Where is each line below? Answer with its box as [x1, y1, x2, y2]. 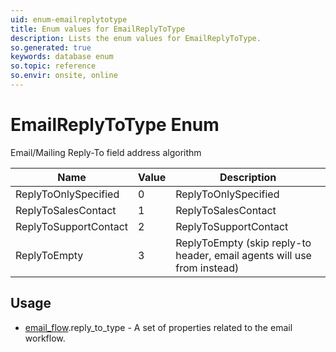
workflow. [24, 332, 66, 344]
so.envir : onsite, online [10, 71, 118, 81]
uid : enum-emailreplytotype [10, 14, 128, 25]
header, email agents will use [175, 248, 312, 262]
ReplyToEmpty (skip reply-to [175, 236, 312, 250]
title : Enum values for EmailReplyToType [10, 24, 186, 34]
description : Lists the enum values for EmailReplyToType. [10, 33, 262, 43]
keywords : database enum [10, 52, 114, 62]
